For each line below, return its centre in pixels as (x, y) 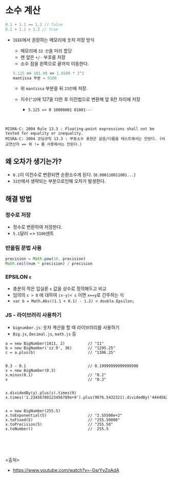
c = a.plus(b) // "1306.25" (60, 352)
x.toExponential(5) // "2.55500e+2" (64, 415)
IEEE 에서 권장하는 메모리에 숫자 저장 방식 (53, 40)
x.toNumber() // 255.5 (57, 429)
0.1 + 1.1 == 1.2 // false (34, 24)
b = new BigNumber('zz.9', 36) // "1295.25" (60, 348)
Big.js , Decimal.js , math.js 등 (45, 334)
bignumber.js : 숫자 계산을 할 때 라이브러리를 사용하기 (66, 327)
